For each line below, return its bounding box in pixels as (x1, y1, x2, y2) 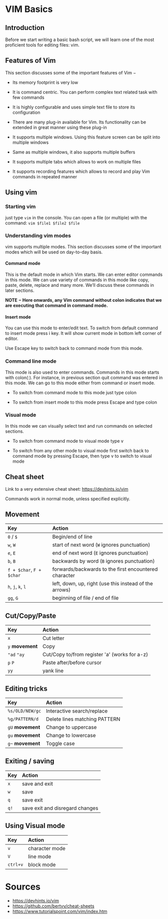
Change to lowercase (45, 732, 96, 739)
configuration (12, 109, 40, 115)
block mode (28, 861, 56, 868)
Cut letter (42, 635, 64, 642)
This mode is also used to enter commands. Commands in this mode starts (5, 369, 159, 375)
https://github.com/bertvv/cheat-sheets (12, 903, 94, 909)
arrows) (52, 586, 71, 593)
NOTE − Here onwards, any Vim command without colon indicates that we (5, 297, 162, 303)
